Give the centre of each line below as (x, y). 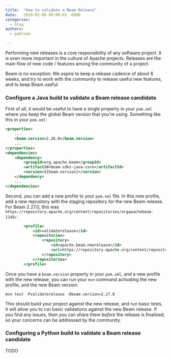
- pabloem (20, 34)
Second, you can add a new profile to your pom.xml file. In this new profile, (83, 196)
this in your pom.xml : (26, 120)
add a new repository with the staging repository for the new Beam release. (84, 201)
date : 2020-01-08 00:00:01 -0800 (43, 15)
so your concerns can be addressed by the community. (63, 320)
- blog (17, 24)
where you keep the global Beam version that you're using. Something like (83, 114)
